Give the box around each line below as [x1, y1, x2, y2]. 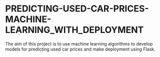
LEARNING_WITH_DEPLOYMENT [5, 24, 144, 35]
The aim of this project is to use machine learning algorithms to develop [5, 40, 153, 46]
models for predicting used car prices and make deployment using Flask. [5, 46, 155, 52]
